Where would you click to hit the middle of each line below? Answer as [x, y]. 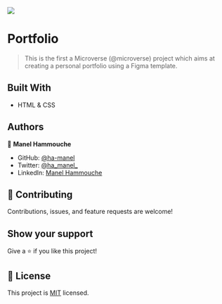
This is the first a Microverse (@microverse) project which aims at [120, 58]
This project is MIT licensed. [48, 293]
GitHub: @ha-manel [46, 158]
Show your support [50, 233]
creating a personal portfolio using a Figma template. [101, 65]
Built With [29, 88]
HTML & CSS [36, 105]
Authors [26, 127]
